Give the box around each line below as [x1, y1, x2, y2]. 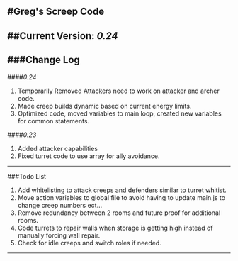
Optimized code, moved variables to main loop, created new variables [17, 109, 222, 118]
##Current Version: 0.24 [7, 30, 118, 42]
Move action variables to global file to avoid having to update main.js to [17, 193, 225, 201]
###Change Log [7, 54, 80, 66]
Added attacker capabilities [17, 144, 98, 152]
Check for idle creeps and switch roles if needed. [17, 238, 161, 247]
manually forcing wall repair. [17, 231, 101, 240]
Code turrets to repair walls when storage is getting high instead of [17, 223, 214, 232]
